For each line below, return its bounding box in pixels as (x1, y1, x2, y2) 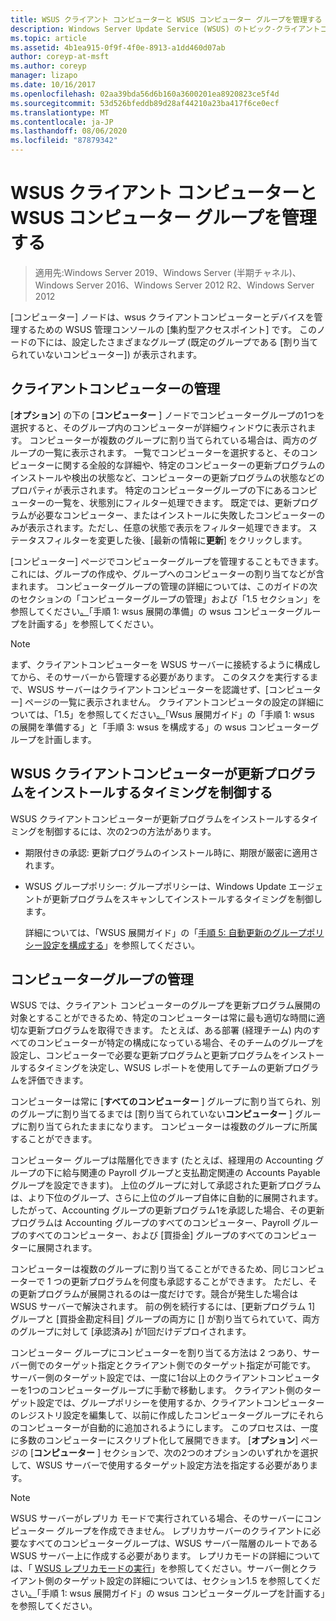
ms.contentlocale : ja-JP (10, 117, 114, 127)
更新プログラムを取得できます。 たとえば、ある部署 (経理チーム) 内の (27, 1024, 312, 1036)
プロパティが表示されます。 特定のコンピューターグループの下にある (10, 484, 292, 496)
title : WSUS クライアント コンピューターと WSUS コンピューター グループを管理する (10, 14, 323, 25)
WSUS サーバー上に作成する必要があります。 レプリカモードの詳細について (10, 1550, 322, 1562)
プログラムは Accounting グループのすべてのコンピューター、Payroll (10, 1217, 291, 1229)
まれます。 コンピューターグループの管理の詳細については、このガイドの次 (10, 580, 318, 592)
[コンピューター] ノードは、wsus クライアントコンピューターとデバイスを (10, 311, 315, 323)
